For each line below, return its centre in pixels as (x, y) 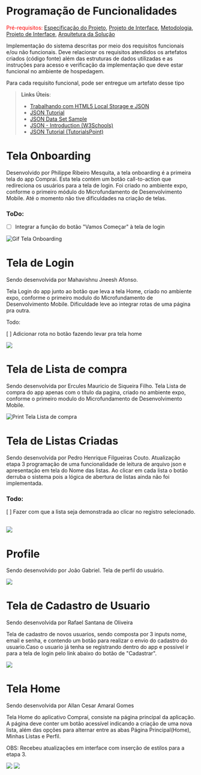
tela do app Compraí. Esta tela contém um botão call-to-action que (89, 179)
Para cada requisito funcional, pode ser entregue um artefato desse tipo (95, 83)
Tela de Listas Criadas (62, 441)
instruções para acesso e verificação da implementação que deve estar (95, 65)
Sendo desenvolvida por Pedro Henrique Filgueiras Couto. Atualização (93, 458)
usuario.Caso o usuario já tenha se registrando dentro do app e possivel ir (97, 647)
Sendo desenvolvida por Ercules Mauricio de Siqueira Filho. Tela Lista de (96, 386)
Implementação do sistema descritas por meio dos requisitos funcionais (95, 46)
